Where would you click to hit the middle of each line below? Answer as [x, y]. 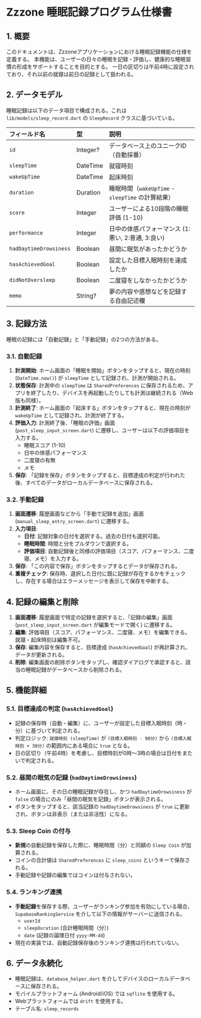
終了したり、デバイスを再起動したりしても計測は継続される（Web [112, 393]
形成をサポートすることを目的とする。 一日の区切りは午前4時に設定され [105, 67]
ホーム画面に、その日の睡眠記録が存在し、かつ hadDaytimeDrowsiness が [103, 792]
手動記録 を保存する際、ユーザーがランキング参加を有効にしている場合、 [104, 906]
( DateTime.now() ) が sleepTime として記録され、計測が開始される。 [97, 378]
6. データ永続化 [34, 963]
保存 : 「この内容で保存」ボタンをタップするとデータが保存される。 [98, 566]
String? [86, 296]
